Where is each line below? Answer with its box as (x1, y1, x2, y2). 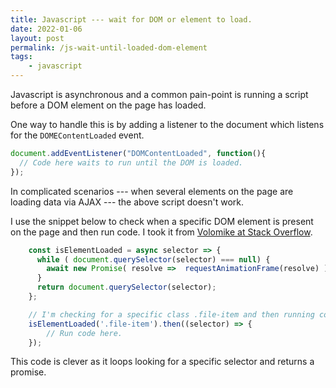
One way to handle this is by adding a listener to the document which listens (10, 119, 325, 130)
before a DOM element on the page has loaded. (10, 99, 207, 111)
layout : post (10, 33, 65, 43)
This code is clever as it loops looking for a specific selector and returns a (10, 356, 315, 368)
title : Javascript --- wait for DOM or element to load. (10, 14, 253, 25)
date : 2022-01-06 (10, 24, 83, 34)
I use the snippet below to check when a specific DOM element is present (10, 215, 314, 227)
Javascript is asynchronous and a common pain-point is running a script (10, 89, 309, 100)
